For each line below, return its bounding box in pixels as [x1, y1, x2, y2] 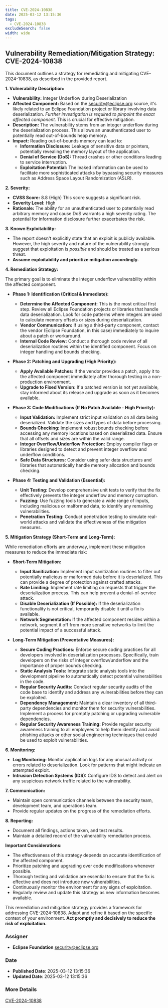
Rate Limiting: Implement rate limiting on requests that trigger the [20, 584, 156, 590]
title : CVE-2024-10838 [5, 7, 53, 13]
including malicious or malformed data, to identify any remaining [20, 502, 153, 509]
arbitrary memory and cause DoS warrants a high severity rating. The [12, 210, 156, 216]
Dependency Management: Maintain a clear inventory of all [20, 700, 144, 706]
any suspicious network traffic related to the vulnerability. [12, 778, 132, 784]
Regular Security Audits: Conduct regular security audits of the [20, 684, 152, 690]
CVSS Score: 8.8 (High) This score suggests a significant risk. [12, 194, 141, 201]
